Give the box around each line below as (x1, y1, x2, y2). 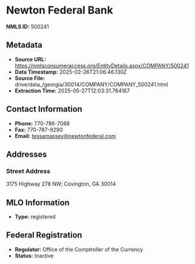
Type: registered (14, 213, 56, 220)
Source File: (14, 74, 45, 81)
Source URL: (14, 55, 46, 62)
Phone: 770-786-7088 (14, 120, 70, 127)
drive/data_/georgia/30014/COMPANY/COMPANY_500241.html (14, 81, 168, 88)
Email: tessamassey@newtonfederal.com (14, 132, 116, 139)
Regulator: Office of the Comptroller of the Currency (14, 246, 144, 253)
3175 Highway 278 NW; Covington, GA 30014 (6, 180, 116, 187)
